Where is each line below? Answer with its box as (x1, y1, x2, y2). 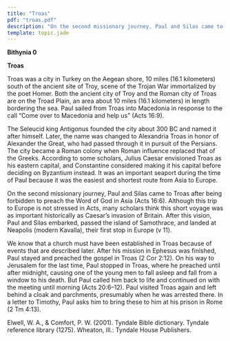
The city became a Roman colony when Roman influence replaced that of (7, 147, 216, 155)
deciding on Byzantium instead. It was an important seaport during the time (7, 169, 221, 177)
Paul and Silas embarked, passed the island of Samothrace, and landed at (7, 218, 217, 227)
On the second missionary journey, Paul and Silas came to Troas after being (7, 189, 222, 198)
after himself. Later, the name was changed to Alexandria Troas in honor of (7, 132, 219, 141)
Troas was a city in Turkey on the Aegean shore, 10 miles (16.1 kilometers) (7, 75, 216, 83)
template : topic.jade (7, 29, 70, 37)
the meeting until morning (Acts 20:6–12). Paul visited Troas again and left (7, 283, 217, 291)
